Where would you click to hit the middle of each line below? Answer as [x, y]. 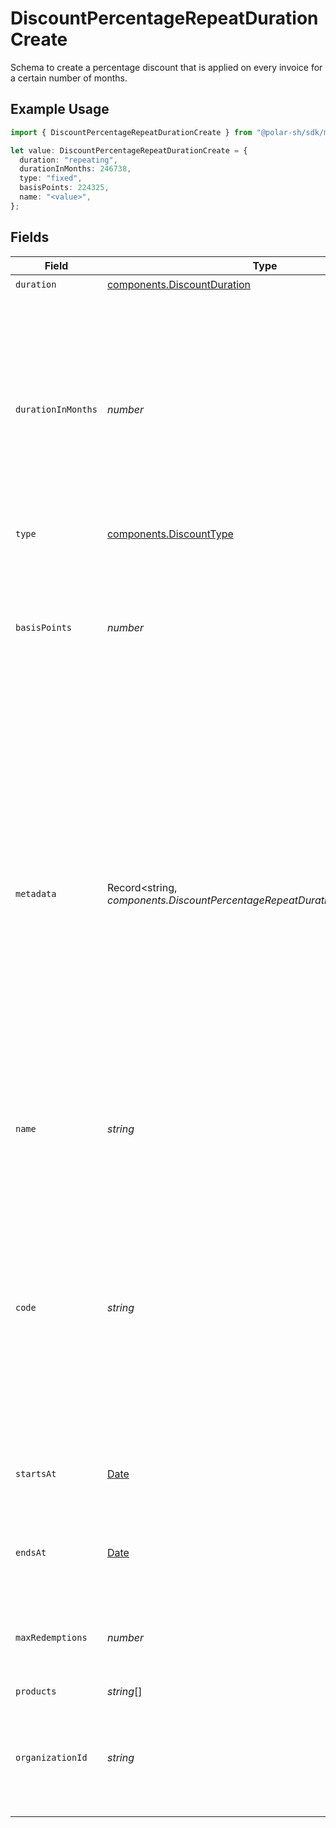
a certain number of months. [69, 78]
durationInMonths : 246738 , [75, 169]
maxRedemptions [51, 1637]
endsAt [31, 1552]
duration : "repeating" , [68, 160]
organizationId [51, 1757]
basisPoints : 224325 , [64, 188]
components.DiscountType [170, 534]
